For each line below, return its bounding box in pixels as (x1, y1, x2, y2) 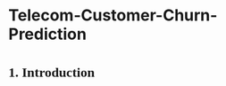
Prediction (8, 24, 87, 44)
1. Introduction (8, 65, 96, 81)
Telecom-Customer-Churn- (8, 5, 218, 26)
